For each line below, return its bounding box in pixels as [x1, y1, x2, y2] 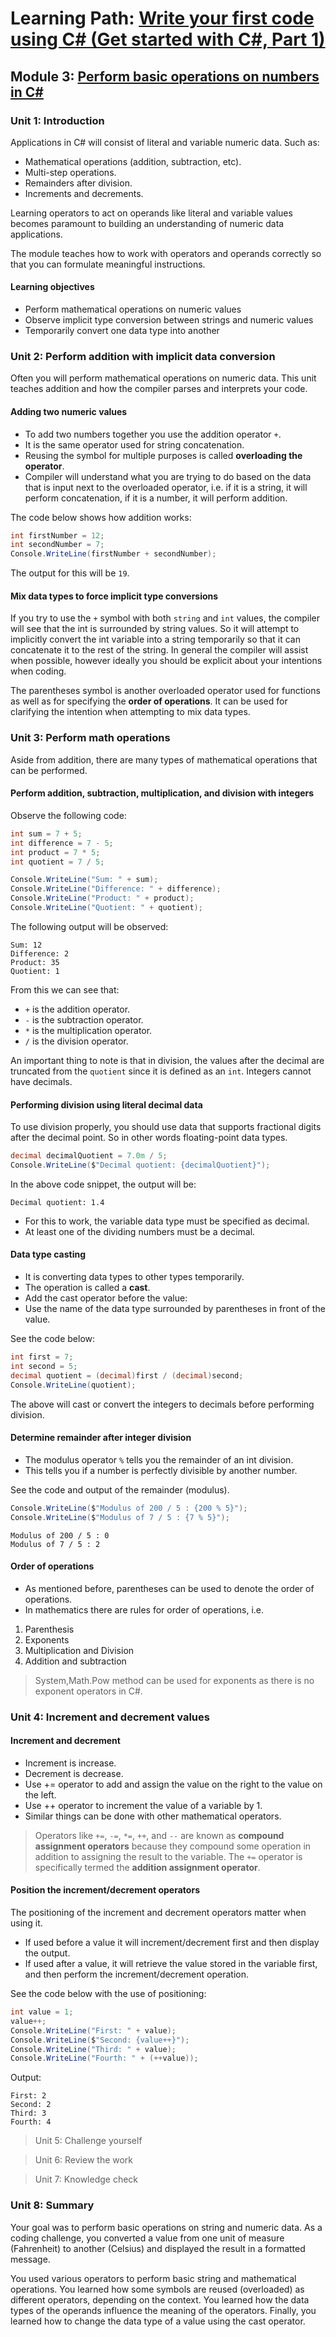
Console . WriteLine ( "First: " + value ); [10, 2025, 177, 2036]
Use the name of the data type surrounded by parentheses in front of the [24, 1303, 326, 1315]
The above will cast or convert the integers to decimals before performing [10, 1398, 315, 1410]
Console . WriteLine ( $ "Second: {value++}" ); [10, 2035, 190, 2045]
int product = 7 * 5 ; [10, 847, 101, 857]
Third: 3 [10, 2108, 47, 2119]
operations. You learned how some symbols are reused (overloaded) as [10, 2283, 305, 2295]
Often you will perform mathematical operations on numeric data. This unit [10, 372, 317, 384]
